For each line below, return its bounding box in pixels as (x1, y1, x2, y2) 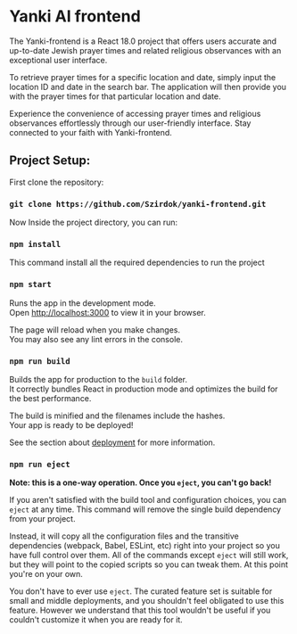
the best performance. (9, 392, 92, 403)
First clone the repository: (9, 177, 104, 187)
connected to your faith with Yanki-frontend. (9, 127, 172, 137)
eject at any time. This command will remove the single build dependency (9, 504, 282, 515)
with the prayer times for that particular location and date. (9, 91, 221, 102)
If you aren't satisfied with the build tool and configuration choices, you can (9, 495, 287, 506)
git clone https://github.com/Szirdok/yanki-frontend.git (9, 199, 267, 209)
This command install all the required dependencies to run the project (9, 257, 265, 268)
